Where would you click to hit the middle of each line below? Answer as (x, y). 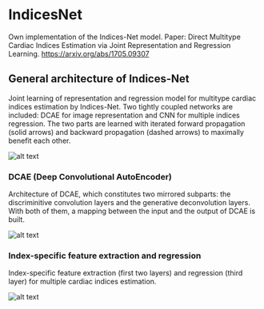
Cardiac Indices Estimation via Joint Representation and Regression (120, 45)
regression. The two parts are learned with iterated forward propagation (127, 123)
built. (17, 220)
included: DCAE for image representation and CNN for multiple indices (124, 115)
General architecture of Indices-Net (99, 79)
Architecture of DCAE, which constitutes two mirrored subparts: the (120, 194)
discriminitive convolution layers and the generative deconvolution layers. (129, 203)
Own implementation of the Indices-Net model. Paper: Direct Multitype (125, 37)
